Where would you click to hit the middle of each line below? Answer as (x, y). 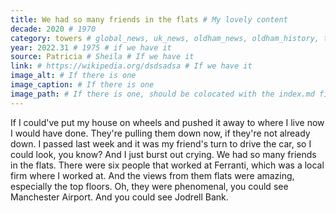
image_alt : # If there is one (73, 76)
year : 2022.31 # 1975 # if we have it (91, 47)
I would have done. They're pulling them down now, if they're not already (160, 133)
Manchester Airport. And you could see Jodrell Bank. (119, 197)
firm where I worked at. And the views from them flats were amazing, (152, 175)
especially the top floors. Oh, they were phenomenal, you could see (149, 186)
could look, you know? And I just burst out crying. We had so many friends (163, 154)
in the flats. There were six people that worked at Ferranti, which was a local (167, 165)
